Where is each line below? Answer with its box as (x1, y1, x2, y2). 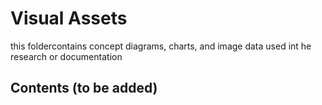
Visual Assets (10, 7, 128, 30)
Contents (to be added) (10, 80, 158, 97)
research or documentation (10, 50, 123, 62)
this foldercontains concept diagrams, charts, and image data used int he (10, 40, 312, 52)
